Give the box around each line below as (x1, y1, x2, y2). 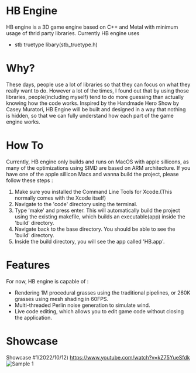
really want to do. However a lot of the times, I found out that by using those (6, 87, 189, 94)
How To (6, 139, 44, 152)
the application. (14, 314, 53, 321)
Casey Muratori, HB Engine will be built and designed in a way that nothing (6, 105, 186, 112)
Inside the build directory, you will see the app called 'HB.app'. (14, 238, 165, 245)
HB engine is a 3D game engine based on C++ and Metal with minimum (6, 23, 178, 30)
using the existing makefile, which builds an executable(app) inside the (14, 213, 185, 220)
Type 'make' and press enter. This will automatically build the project (14, 207, 180, 214)
